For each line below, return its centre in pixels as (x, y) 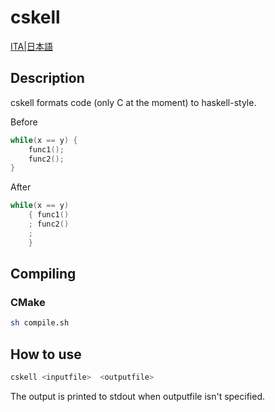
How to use (46, 354)
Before (24, 122)
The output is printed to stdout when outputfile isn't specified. (138, 396)
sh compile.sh (40, 323)
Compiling (43, 274)
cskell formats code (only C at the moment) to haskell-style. (133, 102)
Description (47, 78)
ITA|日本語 (31, 46)
